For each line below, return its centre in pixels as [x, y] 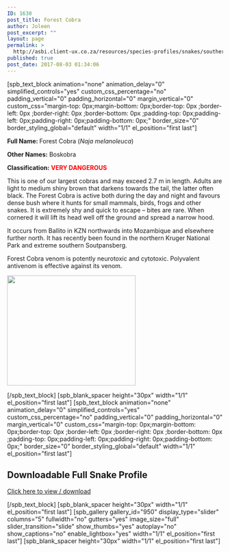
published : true [30, 58]
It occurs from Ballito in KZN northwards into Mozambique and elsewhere [111, 230]
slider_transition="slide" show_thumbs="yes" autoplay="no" [92, 527]
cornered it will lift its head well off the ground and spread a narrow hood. [111, 217]
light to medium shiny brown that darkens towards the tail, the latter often [111, 188]
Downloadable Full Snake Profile [77, 475]
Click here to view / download [49, 492]
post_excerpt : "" [32, 33]
